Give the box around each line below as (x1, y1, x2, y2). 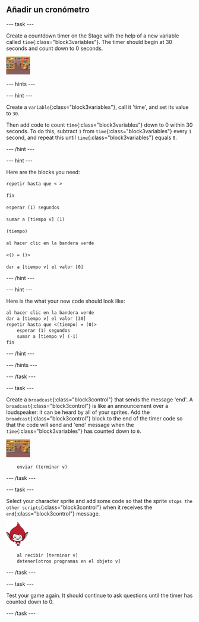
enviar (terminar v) (17, 464, 68, 470)
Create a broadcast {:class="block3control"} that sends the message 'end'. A (6, 395, 193, 403)
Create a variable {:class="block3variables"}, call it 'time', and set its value (6, 103, 189, 111)
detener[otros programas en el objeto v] (17, 558, 121, 564)
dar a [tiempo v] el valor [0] (6, 264, 84, 270)
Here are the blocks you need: (6, 168, 80, 175)
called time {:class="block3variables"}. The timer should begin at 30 (6, 38, 172, 45)
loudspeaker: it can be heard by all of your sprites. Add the (6, 409, 150, 416)
